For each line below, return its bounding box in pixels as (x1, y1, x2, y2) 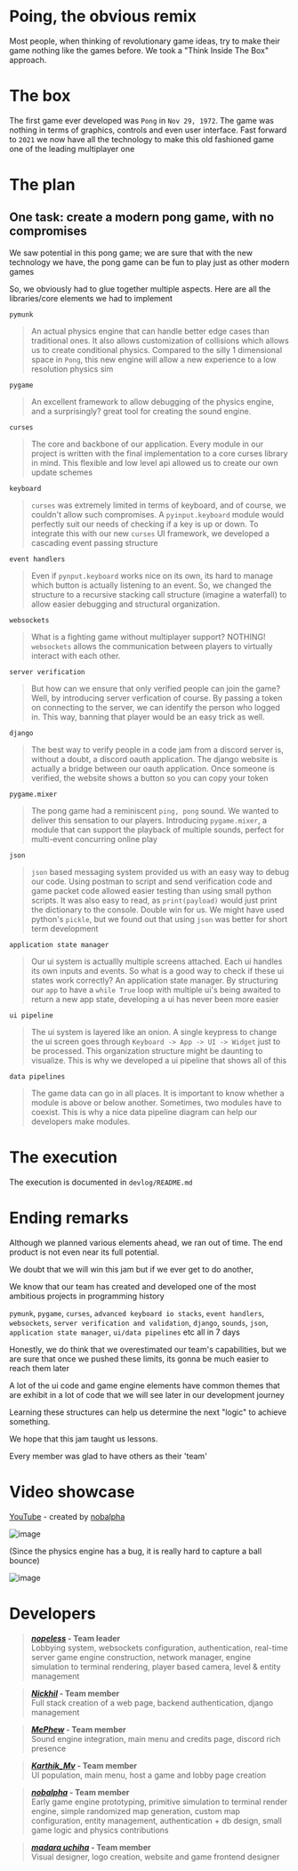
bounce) (9, 1554, 40, 1566)
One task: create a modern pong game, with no (9, 210, 274, 225)
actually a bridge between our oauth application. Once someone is (30, 763, 276, 774)
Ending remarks (9, 1208, 129, 1228)
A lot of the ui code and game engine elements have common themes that (9, 1380, 280, 1391)
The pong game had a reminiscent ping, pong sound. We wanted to (30, 805, 279, 815)
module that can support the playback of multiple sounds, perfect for (30, 824, 285, 835)
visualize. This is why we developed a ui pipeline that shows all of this (30, 1055, 287, 1065)
